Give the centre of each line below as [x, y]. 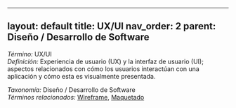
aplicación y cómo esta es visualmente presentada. [81, 76]
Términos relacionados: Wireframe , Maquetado [76, 97]
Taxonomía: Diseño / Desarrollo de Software [71, 90]
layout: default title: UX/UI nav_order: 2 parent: [112, 26]
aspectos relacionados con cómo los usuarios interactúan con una [104, 69]
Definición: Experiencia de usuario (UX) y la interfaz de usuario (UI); [105, 61]
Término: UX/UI [30, 54]
